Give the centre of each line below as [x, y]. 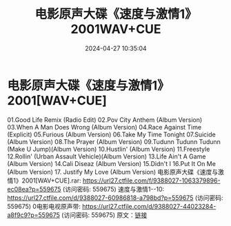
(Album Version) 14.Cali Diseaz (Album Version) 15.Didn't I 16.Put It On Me [111, 163]
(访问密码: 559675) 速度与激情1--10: [113, 189]
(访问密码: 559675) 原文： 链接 [104, 215]
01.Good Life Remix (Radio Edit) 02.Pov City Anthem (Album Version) [105, 120]
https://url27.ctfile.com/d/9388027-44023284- [149, 206]
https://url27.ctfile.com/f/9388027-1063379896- [151, 181]
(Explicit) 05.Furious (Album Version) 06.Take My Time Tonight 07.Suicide [111, 134]
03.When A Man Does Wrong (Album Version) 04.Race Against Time [104, 127]
